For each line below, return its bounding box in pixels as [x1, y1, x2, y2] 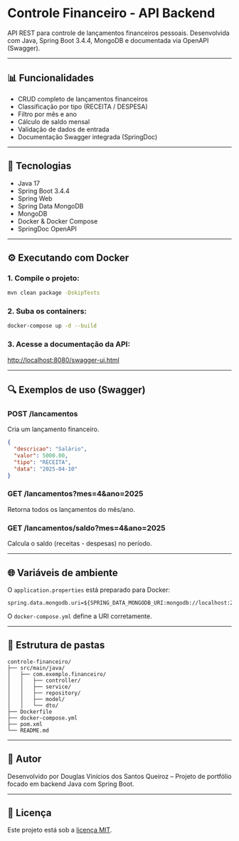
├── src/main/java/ [7, 664, 65, 672]
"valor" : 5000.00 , [14, 452, 69, 460]
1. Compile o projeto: [7, 273, 80, 283]
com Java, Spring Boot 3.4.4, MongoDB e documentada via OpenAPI [7, 36, 209, 44]
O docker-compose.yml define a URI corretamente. [7, 612, 152, 620]
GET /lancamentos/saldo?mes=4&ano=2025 [7, 523, 166, 533]
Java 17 [17, 178, 41, 187]
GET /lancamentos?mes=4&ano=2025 [7, 489, 144, 499]
